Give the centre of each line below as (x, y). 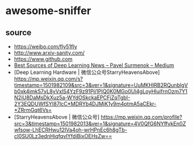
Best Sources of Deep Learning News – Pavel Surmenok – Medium (94, 65)
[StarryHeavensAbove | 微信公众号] (57, 117)
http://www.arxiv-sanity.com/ (49, 53)
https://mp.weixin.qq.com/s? (48, 79)
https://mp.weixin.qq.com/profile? (141, 117)
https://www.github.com (43, 59)
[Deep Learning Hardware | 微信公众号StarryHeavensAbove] (87, 72)
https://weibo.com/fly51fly (45, 46)
